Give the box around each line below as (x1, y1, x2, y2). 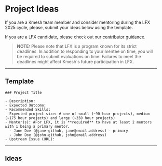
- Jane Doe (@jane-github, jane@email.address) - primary (9, 128, 129, 133)
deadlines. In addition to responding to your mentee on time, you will (16, 48, 153, 54)
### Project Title (5, 90, 42, 95)
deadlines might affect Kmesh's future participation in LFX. (16, 59, 134, 64)
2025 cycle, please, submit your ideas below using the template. (5, 24, 133, 30)
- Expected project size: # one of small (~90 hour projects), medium (5, 111, 150, 116)
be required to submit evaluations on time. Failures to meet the (16, 53, 141, 59)
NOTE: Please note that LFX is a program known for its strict (16, 43, 137, 49)
